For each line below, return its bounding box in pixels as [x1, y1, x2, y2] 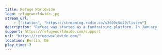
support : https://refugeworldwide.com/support [5, 29, 101, 34]
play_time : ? [5, 43, 32, 47]
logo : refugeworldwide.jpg [5, 11, 60, 16]
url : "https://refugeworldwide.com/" [5, 34, 81, 39]
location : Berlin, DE [5, 38, 49, 43]
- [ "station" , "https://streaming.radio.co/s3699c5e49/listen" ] [14, 20, 146, 25]
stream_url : [5, 16, 29, 21]
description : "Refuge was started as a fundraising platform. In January [5, 25, 158, 30]
